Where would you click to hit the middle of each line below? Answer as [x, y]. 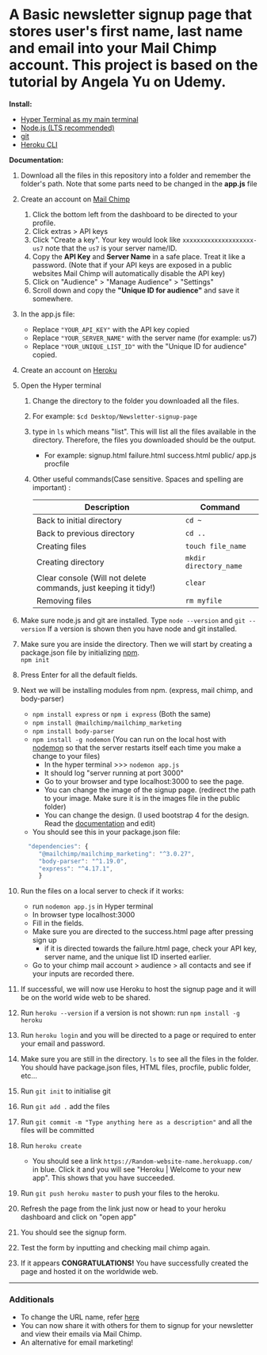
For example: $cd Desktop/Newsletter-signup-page [115, 416]
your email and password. [63, 1043]
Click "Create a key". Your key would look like [107, 239]
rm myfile [204, 601]
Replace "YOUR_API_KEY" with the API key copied [111, 329]
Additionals [32, 1299]
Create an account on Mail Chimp [75, 199]
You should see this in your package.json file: [106, 832]
